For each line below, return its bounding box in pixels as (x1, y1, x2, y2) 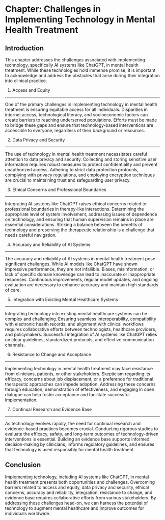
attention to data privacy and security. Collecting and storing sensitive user (5, 156, 157, 162)
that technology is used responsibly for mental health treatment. (5, 447, 135, 452)
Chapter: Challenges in (5, 3, 101, 15)
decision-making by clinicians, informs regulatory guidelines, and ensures (5, 441, 155, 447)
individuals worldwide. (5, 510, 51, 516)
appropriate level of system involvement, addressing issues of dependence (5, 211, 157, 217)
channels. (5, 342, 25, 348)
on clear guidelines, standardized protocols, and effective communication (5, 337, 154, 342)
